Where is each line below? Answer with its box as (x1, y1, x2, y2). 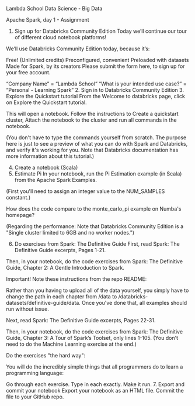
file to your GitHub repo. (6, 393, 64, 400)
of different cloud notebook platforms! (14, 34, 107, 40)
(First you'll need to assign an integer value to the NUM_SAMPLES (6, 188, 165, 195)
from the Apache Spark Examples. (14, 177, 97, 183)
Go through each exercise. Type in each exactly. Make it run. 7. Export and (6, 381, 185, 388)
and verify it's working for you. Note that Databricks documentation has (6, 146, 179, 153)
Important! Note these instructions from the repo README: (6, 276, 147, 283)
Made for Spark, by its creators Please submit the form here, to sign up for (6, 63, 185, 70)
